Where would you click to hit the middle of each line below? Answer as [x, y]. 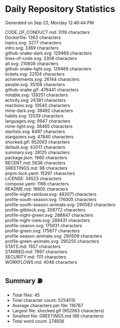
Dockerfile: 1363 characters [33, 37]
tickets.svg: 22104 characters [35, 74]
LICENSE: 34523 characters [33, 179]
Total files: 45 [26, 295]
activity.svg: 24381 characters [36, 100]
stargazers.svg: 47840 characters [39, 137]
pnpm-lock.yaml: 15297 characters [40, 173]
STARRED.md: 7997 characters [36, 251]
